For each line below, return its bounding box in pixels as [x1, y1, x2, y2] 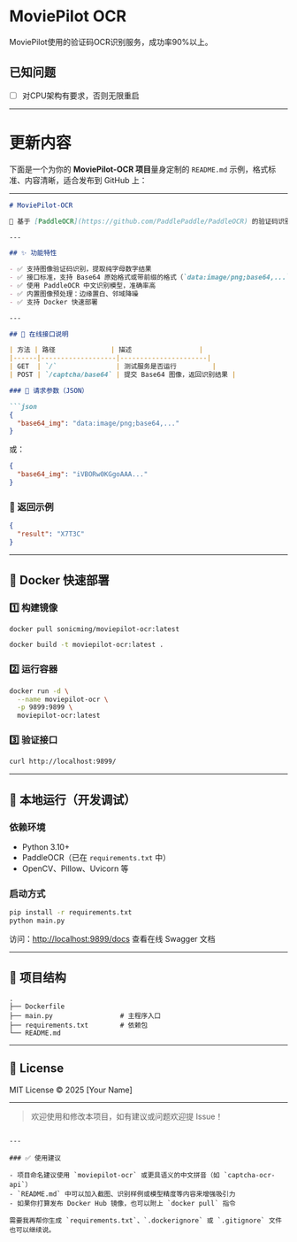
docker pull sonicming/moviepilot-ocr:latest [9, 625, 179, 634]
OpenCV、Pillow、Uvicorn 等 [21, 863, 129, 874]
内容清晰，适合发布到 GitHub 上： [24, 174, 148, 185]
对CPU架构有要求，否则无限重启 [21, 90, 140, 101]
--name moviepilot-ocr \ [17, 695, 109, 704]
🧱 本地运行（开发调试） [9, 792, 136, 807]
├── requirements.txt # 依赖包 [9, 1021, 148, 1030]
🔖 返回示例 [9, 500, 55, 513]
